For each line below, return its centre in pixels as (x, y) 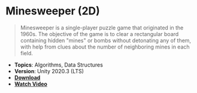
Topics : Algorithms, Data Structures (58, 65)
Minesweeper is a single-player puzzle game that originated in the (102, 28)
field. (27, 53)
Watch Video (31, 84)
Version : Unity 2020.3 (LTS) (49, 71)
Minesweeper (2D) (53, 11)
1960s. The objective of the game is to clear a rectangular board (99, 34)
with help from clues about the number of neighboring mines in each (105, 47)
